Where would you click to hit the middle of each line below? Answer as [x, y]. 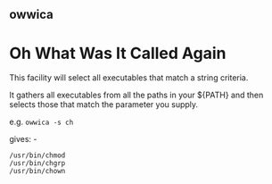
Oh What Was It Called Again [118, 53]
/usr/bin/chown [37, 171]
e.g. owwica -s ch [41, 122]
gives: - [23, 139]
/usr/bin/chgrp [37, 163]
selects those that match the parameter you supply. [104, 105]
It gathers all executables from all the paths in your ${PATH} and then [136, 95]
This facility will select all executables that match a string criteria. [129, 78]
